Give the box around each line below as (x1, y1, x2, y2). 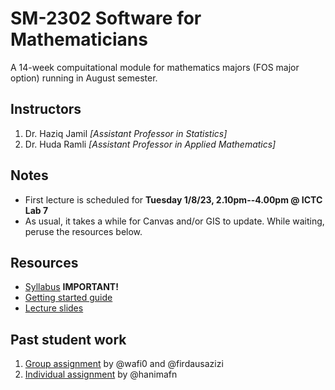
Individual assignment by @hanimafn (24, 368, 178, 381)
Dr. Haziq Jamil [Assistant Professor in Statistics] (24, 127, 228, 139)
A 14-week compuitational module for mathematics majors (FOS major (10, 61, 300, 73)
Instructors (10, 101, 82, 118)
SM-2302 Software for (10, 7, 202, 30)
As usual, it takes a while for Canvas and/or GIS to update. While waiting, (24, 215, 325, 227)
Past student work (10, 331, 127, 348)
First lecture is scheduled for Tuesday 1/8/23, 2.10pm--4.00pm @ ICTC (24, 193, 323, 206)
